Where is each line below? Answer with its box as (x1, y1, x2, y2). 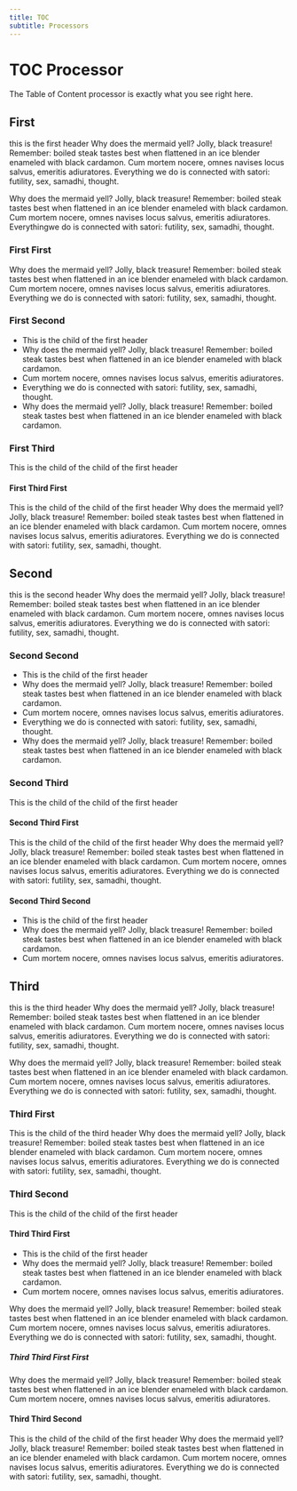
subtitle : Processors (9, 21, 90, 30)
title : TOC (9, 12, 50, 22)
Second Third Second (9, 895, 91, 906)
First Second (9, 315, 66, 327)
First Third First (9, 482, 68, 493)
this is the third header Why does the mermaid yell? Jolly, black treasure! (9, 1002, 275, 1013)
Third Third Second (9, 1414, 82, 1424)
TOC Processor (9, 60, 124, 80)
